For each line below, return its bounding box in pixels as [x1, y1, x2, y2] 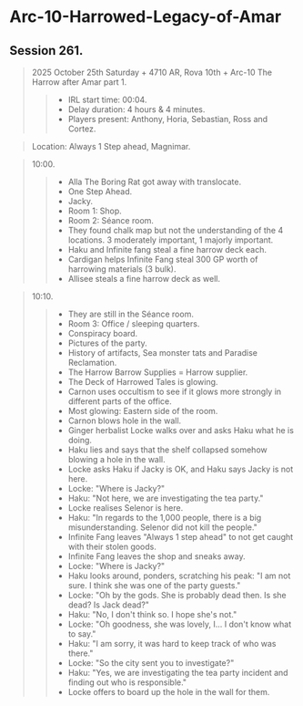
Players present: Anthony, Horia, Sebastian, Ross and [67, 114, 268, 124]
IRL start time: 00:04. [67, 94, 147, 105]
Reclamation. [67, 358, 117, 368]
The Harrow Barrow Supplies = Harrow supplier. [67, 367, 248, 378]
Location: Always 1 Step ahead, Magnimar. [31, 141, 191, 151]
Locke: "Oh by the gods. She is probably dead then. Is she [67, 590, 287, 600]
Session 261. [9, 43, 84, 58]
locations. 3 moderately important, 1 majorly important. [67, 234, 274, 245]
